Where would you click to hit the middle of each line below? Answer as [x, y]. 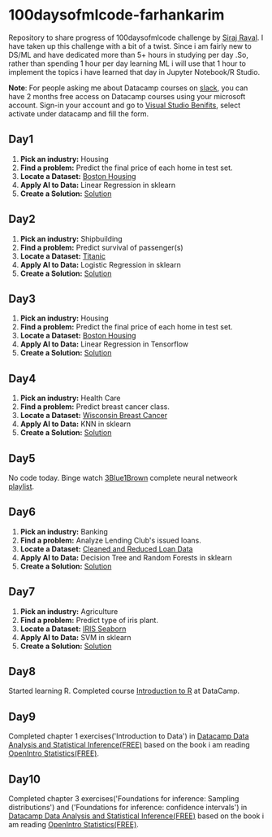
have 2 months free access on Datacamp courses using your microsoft [127, 96]
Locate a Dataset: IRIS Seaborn [73, 629]
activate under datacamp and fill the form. [79, 113]
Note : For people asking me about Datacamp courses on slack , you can [128, 88]
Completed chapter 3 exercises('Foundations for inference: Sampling [124, 799]
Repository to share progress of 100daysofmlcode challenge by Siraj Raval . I [136, 37]
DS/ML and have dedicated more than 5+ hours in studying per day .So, [129, 54]
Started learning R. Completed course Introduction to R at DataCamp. [124, 691]
